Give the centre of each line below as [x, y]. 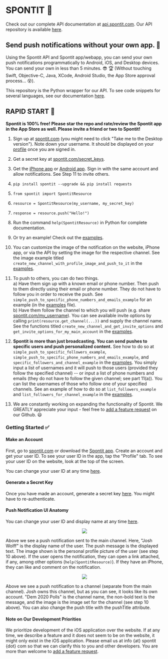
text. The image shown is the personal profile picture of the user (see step [82, 551]
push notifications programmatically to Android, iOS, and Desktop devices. [82, 63]
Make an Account [24, 440]
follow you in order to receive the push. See [58, 294]
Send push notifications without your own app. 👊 [83, 45]
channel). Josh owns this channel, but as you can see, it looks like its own [82, 592]
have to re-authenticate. [30, 499]
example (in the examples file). [44, 304]
